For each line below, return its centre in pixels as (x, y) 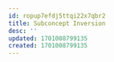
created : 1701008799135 (48, 46)
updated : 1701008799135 (48, 38)
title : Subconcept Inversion (57, 23)
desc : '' (23, 31)
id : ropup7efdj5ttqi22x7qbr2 (57, 16)
